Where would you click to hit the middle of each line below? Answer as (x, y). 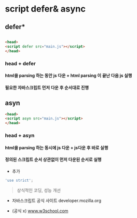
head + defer (21, 63)
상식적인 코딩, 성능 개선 (39, 190)
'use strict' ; (19, 180)
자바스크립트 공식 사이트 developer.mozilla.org (56, 200)
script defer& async (45, 9)
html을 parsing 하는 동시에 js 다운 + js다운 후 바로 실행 (57, 147)
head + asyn (20, 135)
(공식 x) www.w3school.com (40, 211)
